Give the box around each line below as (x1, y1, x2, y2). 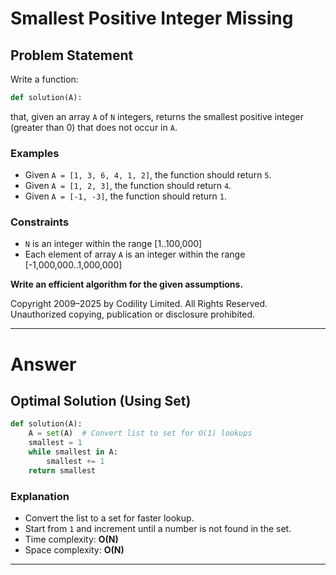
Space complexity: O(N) (24, 544, 125, 556)
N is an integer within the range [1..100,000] (24, 238, 203, 250)
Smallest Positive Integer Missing (10, 7, 294, 30)
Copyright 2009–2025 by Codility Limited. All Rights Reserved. (10, 298, 268, 310)
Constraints (10, 215, 70, 229)
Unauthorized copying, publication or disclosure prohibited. (10, 308, 256, 321)
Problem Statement (10, 47, 134, 64)
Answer (10, 353, 77, 376)
